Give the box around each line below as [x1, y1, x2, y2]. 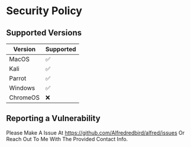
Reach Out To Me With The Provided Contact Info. [6, 135, 128, 142]
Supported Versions [6, 28, 82, 38]
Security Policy [6, 4, 83, 18]
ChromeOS [9, 93, 40, 102]
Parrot [9, 74, 27, 82]
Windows [9, 84, 35, 92]
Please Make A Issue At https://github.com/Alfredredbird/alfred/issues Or [6, 129, 185, 136]
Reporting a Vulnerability [6, 113, 101, 123]
